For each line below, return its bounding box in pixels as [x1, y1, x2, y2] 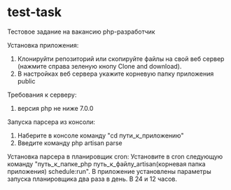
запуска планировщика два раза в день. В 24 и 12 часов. [7, 175, 177, 183]
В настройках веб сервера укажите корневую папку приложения [17, 69, 214, 78]
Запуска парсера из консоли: [7, 117, 96, 126]
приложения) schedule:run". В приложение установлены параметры [7, 167, 211, 175]
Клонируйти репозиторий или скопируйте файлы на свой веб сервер [17, 54, 225, 63]
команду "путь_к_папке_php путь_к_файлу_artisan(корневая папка [7, 159, 206, 168]
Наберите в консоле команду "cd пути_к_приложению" [17, 131, 184, 140]
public [17, 76, 36, 85]
